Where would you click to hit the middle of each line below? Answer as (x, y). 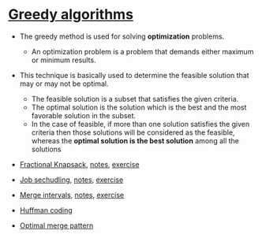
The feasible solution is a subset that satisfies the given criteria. (135, 99)
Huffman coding (46, 210)
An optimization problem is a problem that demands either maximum (142, 51)
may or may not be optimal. (64, 84)
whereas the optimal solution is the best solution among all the (135, 140)
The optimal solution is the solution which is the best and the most (139, 107)
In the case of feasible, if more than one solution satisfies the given (140, 124)
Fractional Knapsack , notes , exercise (79, 164)
